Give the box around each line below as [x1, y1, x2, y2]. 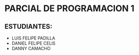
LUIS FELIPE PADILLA [11, 35, 56, 41]
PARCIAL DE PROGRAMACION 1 [4, 3, 135, 14]
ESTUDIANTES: [4, 22, 53, 31]
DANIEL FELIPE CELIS [11, 40, 56, 46]
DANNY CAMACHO [11, 46, 51, 51]
